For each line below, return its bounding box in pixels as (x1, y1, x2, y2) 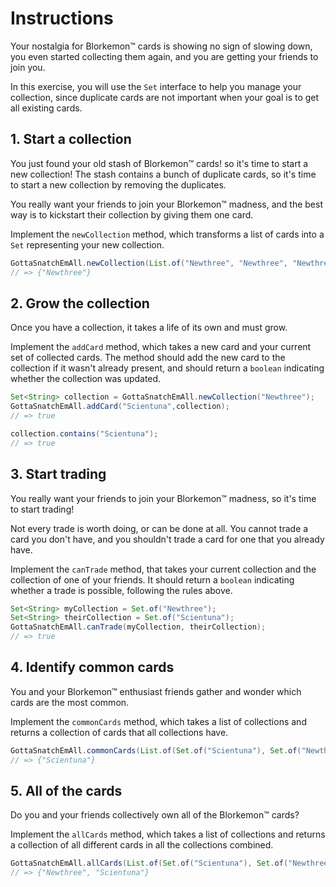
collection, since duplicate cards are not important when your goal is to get (10, 91, 320, 103)
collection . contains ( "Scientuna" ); (10, 428, 159, 439)
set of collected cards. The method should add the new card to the (10, 352, 286, 364)
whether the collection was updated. (10, 373, 162, 385)
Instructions (10, 7, 114, 30)
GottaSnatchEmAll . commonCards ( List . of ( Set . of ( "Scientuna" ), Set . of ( (10, 745, 302, 756)
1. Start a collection (10, 131, 132, 148)
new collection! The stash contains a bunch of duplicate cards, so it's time (10, 168, 317, 180)
